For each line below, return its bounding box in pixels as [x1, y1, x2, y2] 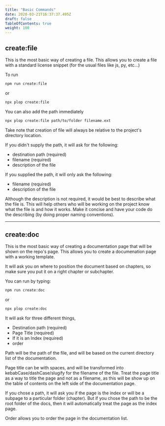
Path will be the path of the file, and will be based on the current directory [5, 350, 154, 356]
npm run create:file [5, 81, 48, 86]
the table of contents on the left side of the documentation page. [5, 381, 136, 387]
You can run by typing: [5, 278, 51, 284]
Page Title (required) [12, 330, 55, 336]
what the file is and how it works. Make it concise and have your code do [5, 206, 153, 212]
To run [5, 71, 19, 77]
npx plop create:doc [5, 306, 48, 311]
